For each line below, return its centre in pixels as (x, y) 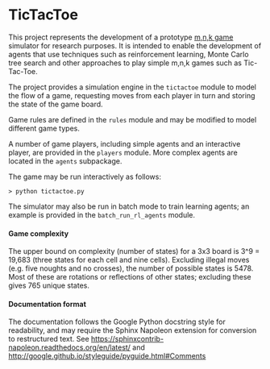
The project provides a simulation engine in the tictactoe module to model (132, 87)
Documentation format (48, 304)
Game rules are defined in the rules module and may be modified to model (133, 119)
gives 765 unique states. (49, 286)
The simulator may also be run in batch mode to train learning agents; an (129, 206)
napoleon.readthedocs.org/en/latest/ (70, 347)
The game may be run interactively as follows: (85, 176)
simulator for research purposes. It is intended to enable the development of (135, 45)
